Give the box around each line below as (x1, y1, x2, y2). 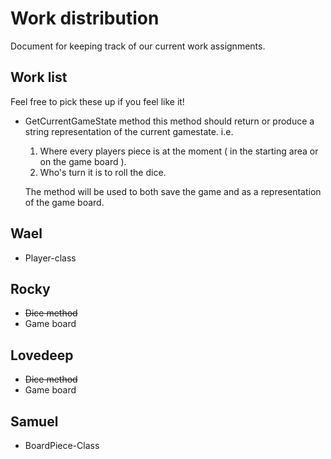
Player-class (24, 252, 77, 264)
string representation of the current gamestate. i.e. (24, 125, 234, 137)
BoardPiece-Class (24, 440, 100, 451)
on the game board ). (39, 155, 127, 167)
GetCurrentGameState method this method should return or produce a (24, 115, 315, 127)
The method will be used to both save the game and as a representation (24, 185, 322, 197)
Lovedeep (10, 347, 74, 364)
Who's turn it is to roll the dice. (39, 166, 167, 178)
